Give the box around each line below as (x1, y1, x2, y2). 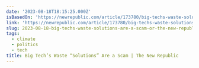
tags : (6, 31, 20, 37)
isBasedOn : (6, 14, 33, 20)
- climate (11, 36, 36, 42)
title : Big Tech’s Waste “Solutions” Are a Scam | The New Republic (6, 53, 179, 59)
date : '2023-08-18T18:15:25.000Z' (6, 8, 92, 15)
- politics (11, 42, 38, 48)
